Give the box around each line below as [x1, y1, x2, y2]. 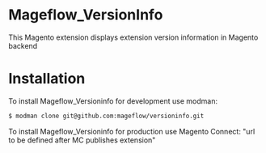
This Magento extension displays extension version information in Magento [8, 32, 259, 42]
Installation [8, 70, 86, 88]
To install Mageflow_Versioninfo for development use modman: [8, 96, 218, 106]
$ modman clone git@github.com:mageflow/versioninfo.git [8, 112, 205, 120]
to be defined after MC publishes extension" [8, 135, 156, 145]
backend [8, 40, 38, 50]
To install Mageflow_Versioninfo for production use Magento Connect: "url [8, 126, 255, 136]
